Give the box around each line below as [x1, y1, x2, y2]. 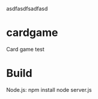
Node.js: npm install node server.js [6, 86, 92, 93]
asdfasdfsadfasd [6, 5, 48, 12]
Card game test [6, 45, 45, 52]
